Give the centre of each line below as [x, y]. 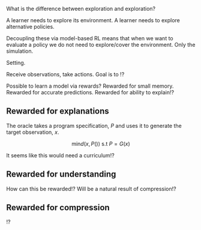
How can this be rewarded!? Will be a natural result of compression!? [91, 189]
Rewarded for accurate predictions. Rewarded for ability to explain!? [90, 92]
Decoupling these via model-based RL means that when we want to [90, 38]
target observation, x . [33, 132]
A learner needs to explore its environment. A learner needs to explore [93, 20]
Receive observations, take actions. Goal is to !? [65, 74]
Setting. [16, 63]
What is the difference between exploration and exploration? [81, 9]
